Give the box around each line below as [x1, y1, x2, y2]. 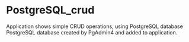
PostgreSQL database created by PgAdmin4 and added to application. [6, 29, 178, 36]
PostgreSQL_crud [6, 3, 95, 17]
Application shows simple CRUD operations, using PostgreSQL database [6, 23, 184, 30]
